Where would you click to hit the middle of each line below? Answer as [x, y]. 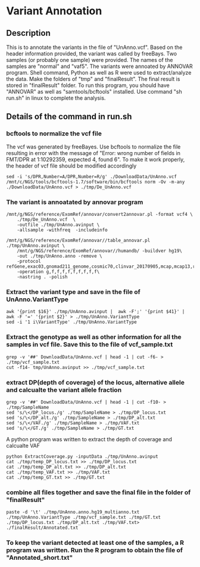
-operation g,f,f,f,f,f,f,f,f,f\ [58, 272]
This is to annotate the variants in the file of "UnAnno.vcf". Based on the [94, 47]
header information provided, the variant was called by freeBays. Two [92, 54]
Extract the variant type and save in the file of [74, 292]
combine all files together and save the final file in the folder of [99, 492]
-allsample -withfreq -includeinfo [62, 230]
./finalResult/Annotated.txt [42, 528]
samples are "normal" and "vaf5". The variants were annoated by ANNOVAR [99, 66]
